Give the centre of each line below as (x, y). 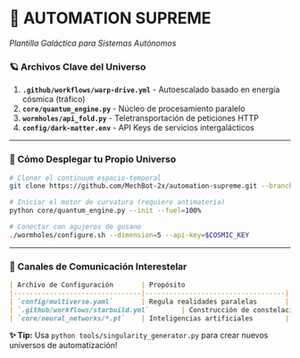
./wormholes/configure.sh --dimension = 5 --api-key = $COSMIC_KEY (129, 235)
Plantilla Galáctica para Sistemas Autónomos (93, 43)
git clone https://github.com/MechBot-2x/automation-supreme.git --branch (151, 186)
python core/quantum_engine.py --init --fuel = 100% (105, 211)
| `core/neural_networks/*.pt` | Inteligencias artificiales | (150, 318)
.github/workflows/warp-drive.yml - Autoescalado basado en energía (151, 89)
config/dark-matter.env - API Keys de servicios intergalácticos (138, 128)
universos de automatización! (63, 345)
